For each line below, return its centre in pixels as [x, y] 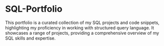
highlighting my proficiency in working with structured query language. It [80, 27]
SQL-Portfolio [34, 9]
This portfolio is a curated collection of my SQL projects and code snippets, [82, 23]
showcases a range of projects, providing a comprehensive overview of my [82, 33]
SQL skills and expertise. [31, 38]
